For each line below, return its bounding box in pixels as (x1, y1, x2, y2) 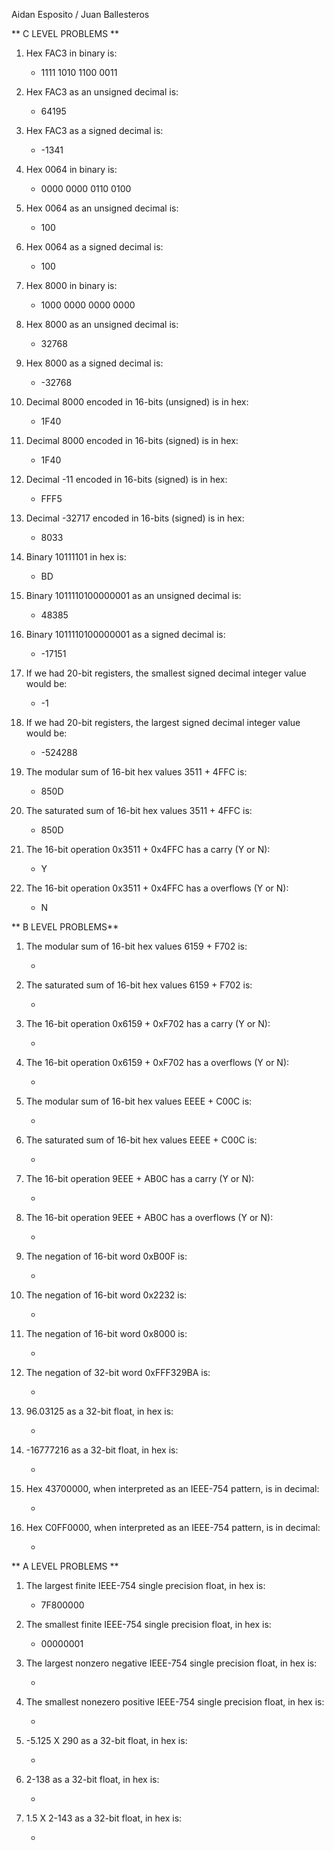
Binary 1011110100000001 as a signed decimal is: (25, 629, 226, 640)
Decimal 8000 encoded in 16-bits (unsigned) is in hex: (25, 396, 249, 408)
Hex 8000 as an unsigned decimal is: (25, 319, 179, 330)
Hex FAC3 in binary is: (25, 47, 118, 59)
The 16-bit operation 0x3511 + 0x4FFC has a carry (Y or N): (25, 844, 271, 855)
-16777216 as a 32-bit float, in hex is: (25, 1444, 179, 1456)
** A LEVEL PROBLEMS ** (11, 1560, 119, 1572)
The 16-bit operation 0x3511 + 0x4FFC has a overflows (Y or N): (25, 882, 289, 894)
